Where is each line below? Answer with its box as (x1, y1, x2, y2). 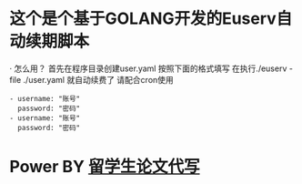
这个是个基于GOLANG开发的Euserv (9, 8, 277, 29)
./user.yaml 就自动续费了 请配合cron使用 (23, 74, 175, 85)
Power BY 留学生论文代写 (9, 157, 200, 178)
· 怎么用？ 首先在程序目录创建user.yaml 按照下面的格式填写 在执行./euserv (9, 63, 287, 74)
